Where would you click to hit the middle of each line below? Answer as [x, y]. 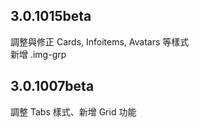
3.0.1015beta [51, 16]
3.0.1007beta [52, 86]
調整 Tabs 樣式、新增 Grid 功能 [73, 111]
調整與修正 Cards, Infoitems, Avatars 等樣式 [100, 41]
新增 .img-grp [38, 54]
